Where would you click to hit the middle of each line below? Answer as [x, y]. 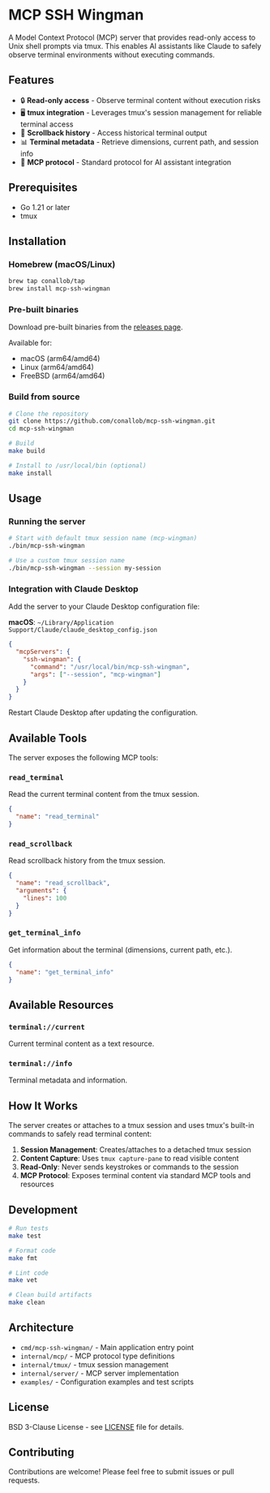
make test [25, 1236]
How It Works [43, 1106]
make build [27, 451]
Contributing [41, 1453]
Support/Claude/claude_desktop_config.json [83, 630]
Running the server [47, 522]
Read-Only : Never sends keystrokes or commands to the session [129, 1167]
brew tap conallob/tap [47, 282]
